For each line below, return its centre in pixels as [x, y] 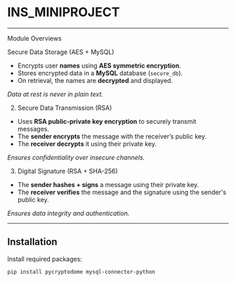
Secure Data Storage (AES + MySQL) [61, 52]
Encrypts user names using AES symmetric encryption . [99, 65]
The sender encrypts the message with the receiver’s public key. [112, 136]
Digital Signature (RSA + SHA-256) [67, 171]
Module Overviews [34, 38]
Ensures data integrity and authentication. [68, 213]
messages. [33, 129]
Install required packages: [45, 259]
